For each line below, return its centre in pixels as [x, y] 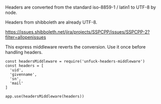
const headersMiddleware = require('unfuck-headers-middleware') [75, 61]
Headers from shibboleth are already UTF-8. [51, 22]
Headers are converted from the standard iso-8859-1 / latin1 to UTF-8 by [80, 7]
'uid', [17, 70]
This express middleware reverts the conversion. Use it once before [75, 47]
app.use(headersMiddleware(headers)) [45, 96]
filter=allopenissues [26, 37]
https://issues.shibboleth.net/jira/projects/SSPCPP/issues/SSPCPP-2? [77, 32]
